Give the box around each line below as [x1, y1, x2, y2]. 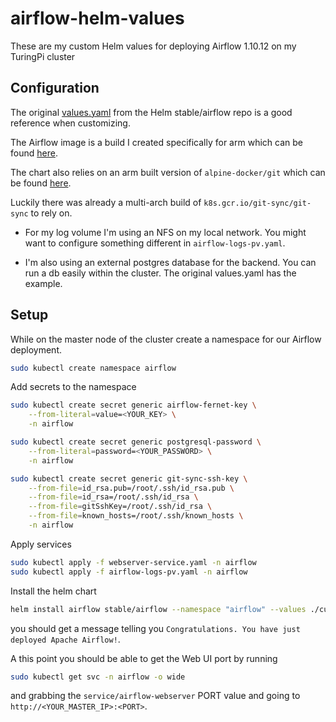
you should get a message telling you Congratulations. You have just [10, 622, 301, 634]
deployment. [10, 343, 62, 356]
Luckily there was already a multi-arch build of [10, 196, 202, 208]
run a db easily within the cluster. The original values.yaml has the [24, 267, 297, 279]
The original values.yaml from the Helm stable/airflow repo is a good [10, 106, 293, 118]
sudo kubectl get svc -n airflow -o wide [10, 672, 186, 682]
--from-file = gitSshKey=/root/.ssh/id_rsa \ [28, 502, 213, 512]
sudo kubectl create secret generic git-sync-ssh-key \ [10, 473, 248, 484]
